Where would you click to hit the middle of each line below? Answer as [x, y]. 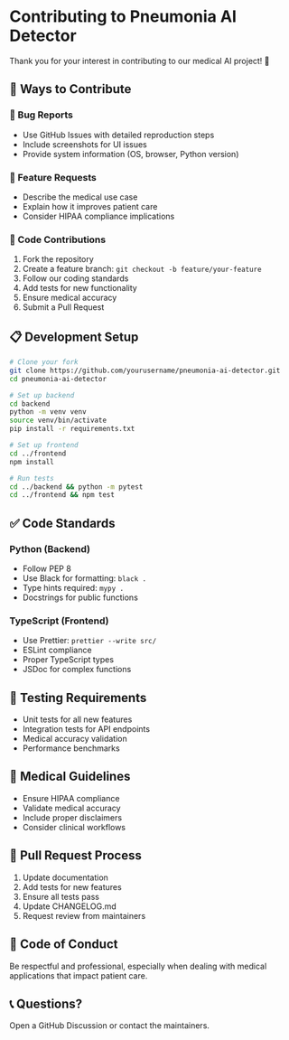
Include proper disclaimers [72, 817]
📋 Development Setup [74, 337]
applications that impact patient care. [79, 975]
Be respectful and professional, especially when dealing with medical [138, 966]
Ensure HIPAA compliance [71, 798]
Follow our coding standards [75, 278]
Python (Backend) [50, 548]
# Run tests [32, 478]
